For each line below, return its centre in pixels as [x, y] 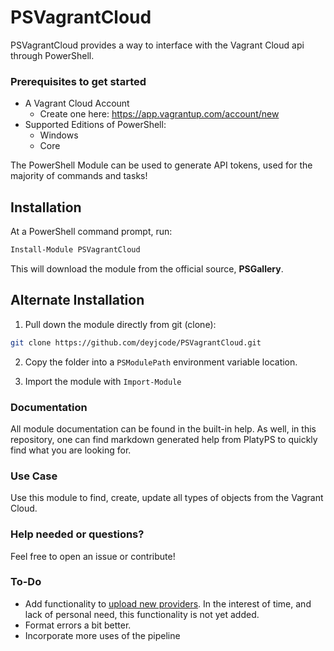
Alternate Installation [77, 300]
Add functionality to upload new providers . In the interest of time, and [168, 603]
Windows [59, 135]
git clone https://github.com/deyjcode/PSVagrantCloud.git [136, 342]
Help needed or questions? [77, 534]
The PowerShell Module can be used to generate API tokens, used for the [161, 165]
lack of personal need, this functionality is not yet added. [142, 614]
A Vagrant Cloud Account [77, 103]
